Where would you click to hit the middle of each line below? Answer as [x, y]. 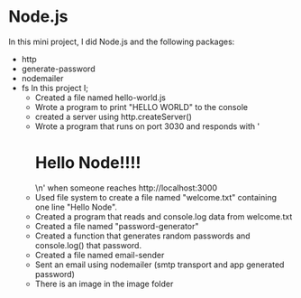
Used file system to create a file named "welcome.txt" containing [155, 197]
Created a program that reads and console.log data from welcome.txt [164, 216]
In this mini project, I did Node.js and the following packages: [122, 42]
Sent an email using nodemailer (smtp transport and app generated [160, 265]
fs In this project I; [55, 88]
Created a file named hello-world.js [100, 98]
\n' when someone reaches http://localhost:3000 [126, 188]
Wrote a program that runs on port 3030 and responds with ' [147, 126]
